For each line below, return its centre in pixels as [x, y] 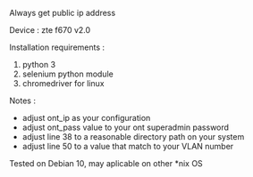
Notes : [22, 101]
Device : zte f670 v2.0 [50, 30]
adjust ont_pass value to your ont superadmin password [126, 127]
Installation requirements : [57, 47]
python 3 [39, 64]
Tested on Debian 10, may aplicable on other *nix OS [106, 163]
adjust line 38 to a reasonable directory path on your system [133, 137]
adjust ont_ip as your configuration [86, 118]
